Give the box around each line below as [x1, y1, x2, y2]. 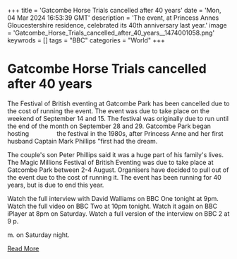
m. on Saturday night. [7, 230, 70, 239]
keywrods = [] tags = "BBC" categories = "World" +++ [7, 36, 166, 45]
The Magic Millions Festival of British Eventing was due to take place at [7, 158, 214, 166]
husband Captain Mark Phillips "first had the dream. [7, 137, 158, 145]
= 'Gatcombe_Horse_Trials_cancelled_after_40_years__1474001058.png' [7, 28, 215, 37]
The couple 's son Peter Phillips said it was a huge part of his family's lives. [7, 150, 224, 159]
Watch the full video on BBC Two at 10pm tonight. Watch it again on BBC [7, 202, 218, 210]
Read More [7, 244, 39, 253]
